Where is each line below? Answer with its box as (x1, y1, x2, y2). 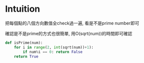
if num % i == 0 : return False (23, 49, 83, 54)
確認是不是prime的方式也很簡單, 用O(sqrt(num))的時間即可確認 (5, 30, 132, 36)
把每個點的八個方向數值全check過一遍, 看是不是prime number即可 (5, 20, 140, 26)
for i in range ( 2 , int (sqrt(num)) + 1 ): (14, 45, 94, 50)
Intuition (5, 3, 40, 15)
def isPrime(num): (5, 40, 43, 45)
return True (14, 54, 38, 59)
